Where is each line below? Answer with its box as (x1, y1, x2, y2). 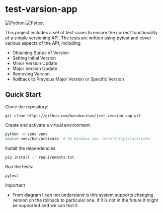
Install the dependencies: (5, 145, 57, 151)
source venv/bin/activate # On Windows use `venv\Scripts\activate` (5, 136, 153, 141)
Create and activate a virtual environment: (5, 122, 91, 128)
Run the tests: (5, 164, 34, 170)
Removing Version (12, 71, 50, 76)
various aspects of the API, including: (5, 40, 82, 46)
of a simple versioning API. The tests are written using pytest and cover (5, 35, 152, 41)
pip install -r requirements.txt (5, 155, 75, 160)
